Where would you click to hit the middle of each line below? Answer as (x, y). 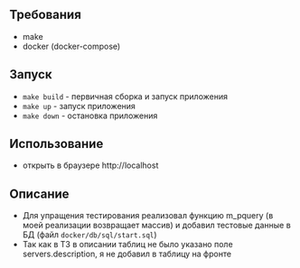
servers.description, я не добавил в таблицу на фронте (127, 254)
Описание (39, 194)
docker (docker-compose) (71, 46)
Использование (56, 144)
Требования (45, 15)
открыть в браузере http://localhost (90, 165)
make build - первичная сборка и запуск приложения (125, 96)
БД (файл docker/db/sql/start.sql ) (89, 235)
